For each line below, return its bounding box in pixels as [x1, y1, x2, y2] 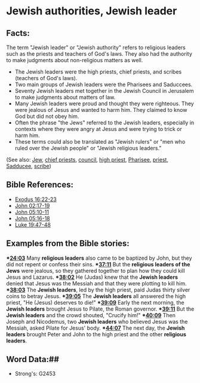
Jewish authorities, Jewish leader [6, 4, 177, 18]
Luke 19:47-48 [14, 221, 51, 228]
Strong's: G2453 [14, 370, 56, 378]
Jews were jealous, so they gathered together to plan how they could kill [6, 267, 185, 274]
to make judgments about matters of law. [14, 94, 116, 101]
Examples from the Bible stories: [6, 238, 130, 249]
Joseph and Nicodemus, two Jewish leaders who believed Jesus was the [6, 318, 188, 325]
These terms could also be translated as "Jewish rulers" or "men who [14, 138, 186, 145]
